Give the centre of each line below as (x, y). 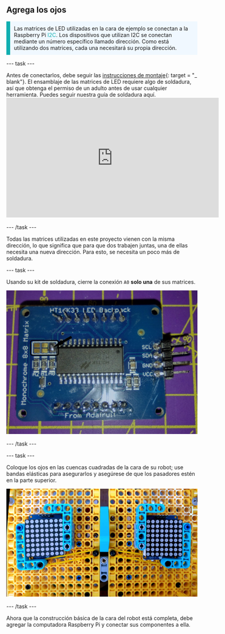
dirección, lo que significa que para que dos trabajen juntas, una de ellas (97, 245)
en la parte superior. (32, 480)
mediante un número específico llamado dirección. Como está (92, 41)
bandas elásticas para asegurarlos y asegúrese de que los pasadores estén (101, 474)
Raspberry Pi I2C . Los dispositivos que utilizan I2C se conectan (93, 35)
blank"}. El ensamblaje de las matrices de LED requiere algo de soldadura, (99, 81)
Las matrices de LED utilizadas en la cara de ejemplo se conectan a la (101, 28)
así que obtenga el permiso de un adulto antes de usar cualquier (87, 88)
